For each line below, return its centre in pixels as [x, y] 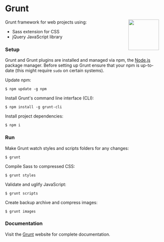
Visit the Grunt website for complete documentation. [58, 234]
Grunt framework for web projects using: [46, 22]
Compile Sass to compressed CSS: [40, 166]
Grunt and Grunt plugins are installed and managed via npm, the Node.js [78, 60]
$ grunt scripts [21, 193]
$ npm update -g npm [26, 89]
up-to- [147, 65]
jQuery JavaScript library [37, 37]
